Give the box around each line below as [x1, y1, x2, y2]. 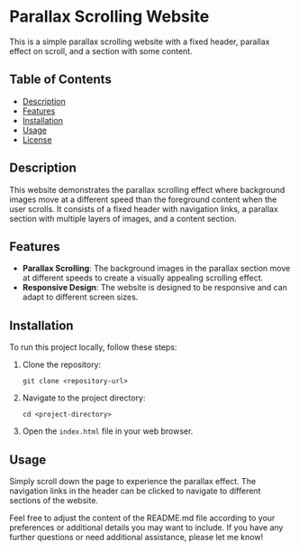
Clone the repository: [22, 359, 102, 371]
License [22, 133, 52, 145]
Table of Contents [9, 72, 113, 87]
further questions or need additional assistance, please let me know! [9, 532, 264, 542]
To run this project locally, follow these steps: [9, 342, 177, 353]
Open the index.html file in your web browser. [22, 426, 194, 436]
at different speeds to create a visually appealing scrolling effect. [22, 272, 264, 283]
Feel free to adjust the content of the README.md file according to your [9, 512, 276, 523]
